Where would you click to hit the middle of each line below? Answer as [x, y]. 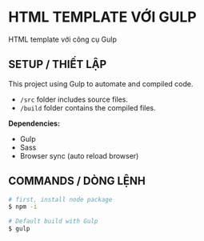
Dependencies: [34, 123]
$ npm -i [23, 207]
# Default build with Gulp [53, 221]
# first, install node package [60, 199]
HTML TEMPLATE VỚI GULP [103, 17]
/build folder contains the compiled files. [88, 107]
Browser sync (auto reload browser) [79, 155]
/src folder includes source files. [74, 99]
